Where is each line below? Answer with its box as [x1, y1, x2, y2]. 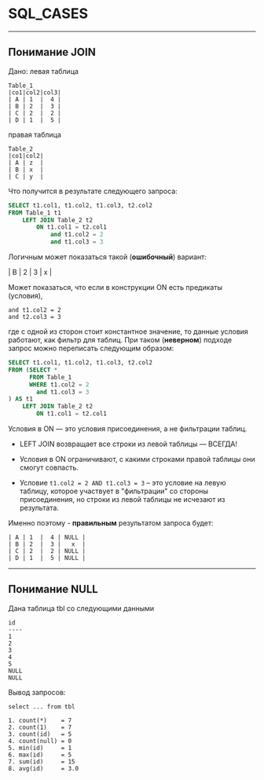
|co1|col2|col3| [8, 88, 61, 97]
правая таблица [8, 130, 61, 139]
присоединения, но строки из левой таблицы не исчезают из [19, 495, 225, 504]
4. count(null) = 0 [8, 737, 72, 745]
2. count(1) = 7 [8, 723, 72, 731]
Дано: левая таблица [8, 66, 79, 75]
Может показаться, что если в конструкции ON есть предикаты [8, 283, 222, 291]
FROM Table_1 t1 [8, 209, 61, 217]
